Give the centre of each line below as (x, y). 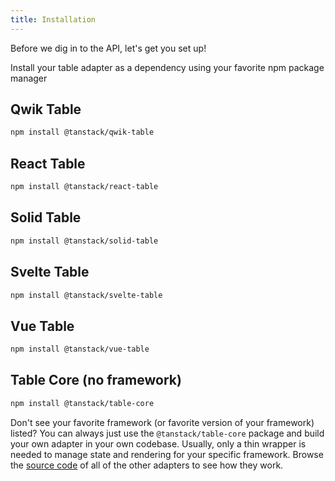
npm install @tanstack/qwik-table (82, 132)
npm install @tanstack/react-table (84, 187)
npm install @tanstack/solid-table (84, 241)
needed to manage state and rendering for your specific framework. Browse (167, 454)
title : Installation (53, 19)
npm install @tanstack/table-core (82, 403)
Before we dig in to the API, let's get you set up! (108, 48)
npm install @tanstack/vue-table (80, 349)
